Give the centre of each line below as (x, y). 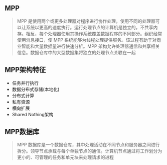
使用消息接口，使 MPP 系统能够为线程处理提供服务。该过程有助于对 (87, 40)
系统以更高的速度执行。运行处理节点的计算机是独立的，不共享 (90, 27)
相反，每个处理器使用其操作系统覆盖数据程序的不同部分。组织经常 (94, 33)
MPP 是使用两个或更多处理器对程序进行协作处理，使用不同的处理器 (86, 21)
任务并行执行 (25, 83)
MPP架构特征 (25, 70)
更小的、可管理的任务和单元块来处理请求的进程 (65, 157)
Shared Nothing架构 (33, 114)
